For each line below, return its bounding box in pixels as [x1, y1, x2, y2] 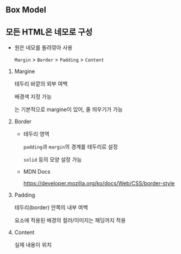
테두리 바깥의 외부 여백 [14, 80, 68, 87]
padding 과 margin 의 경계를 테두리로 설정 [23, 143, 118, 150]
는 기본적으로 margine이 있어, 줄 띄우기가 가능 [14, 106, 123, 113]
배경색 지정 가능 [14, 93, 52, 100]
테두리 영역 [23, 130, 49, 138]
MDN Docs [23, 168, 51, 176]
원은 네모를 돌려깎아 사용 [14, 44, 73, 51]
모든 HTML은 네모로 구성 [5, 27, 93, 37]
